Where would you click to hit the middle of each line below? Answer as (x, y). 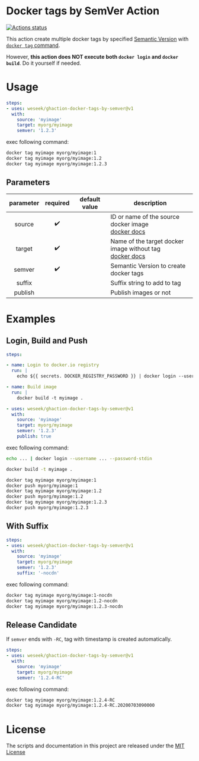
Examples (31, 319)
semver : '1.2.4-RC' (41, 678)
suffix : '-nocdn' (38, 573)
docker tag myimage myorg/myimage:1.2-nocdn (62, 601)
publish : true (34, 436)
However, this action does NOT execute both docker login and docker (92, 56)
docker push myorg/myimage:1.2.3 (47, 508)
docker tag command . (33, 45)
